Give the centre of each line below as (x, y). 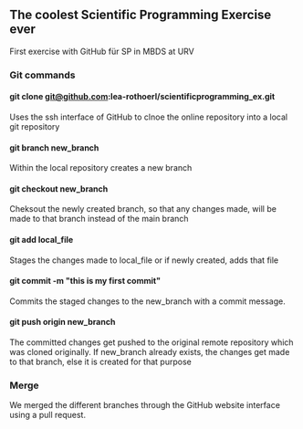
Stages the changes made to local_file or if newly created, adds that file (144, 260)
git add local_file (42, 239)
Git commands (42, 75)
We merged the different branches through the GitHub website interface (145, 405)
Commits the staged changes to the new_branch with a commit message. (147, 301)
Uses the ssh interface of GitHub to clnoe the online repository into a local (149, 117)
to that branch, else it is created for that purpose (100, 361)
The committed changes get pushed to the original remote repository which (151, 342)
